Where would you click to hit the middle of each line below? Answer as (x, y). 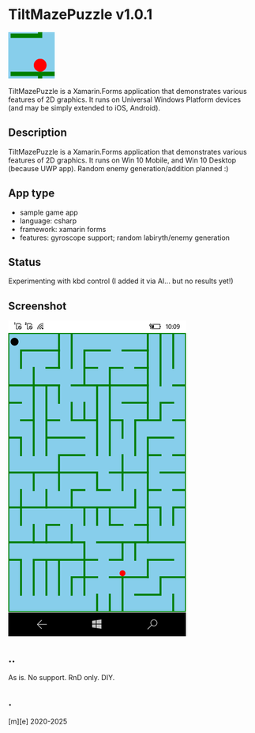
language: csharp (48, 221)
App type (32, 194)
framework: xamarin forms (63, 229)
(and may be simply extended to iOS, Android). (84, 107)
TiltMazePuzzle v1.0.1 (80, 15)
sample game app (49, 212)
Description (37, 133)
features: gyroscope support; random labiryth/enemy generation (125, 237)
